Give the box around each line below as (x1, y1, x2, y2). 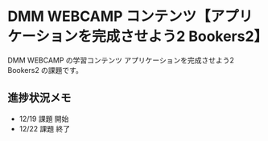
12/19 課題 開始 (19, 114, 69, 123)
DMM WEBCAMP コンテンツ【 (7, 7, 211, 26)
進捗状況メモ (7, 91, 72, 105)
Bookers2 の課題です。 (7, 65, 84, 75)
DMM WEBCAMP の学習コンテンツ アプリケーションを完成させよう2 (7, 55, 235, 65)
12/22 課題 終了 (19, 123, 71, 133)
